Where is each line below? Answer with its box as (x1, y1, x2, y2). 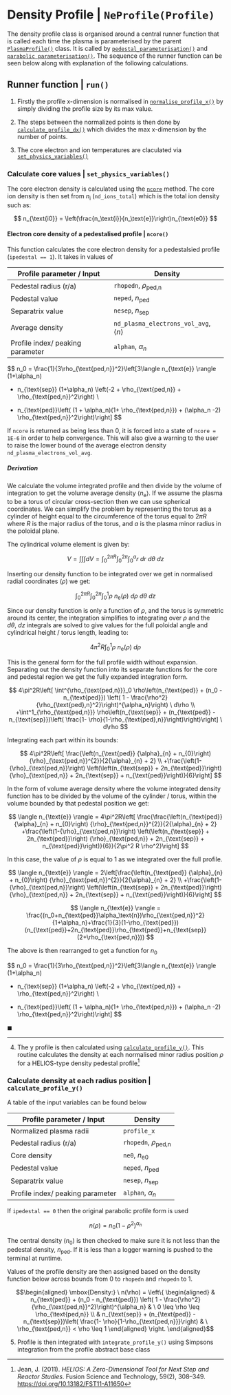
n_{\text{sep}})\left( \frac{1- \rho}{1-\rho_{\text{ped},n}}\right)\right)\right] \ (8, 715, 223, 723)
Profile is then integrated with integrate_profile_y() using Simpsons (16, 1338, 214, 1346)
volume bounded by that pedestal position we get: (7, 799, 149, 807)
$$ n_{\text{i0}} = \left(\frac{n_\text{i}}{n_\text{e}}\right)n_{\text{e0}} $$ (13, 214, 218, 222)
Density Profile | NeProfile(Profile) (7, 7, 215, 23)
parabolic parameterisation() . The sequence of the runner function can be (7, 52, 222, 60)
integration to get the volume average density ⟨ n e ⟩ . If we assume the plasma (7, 489, 223, 499)
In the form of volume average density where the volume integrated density (7, 784, 221, 793)
